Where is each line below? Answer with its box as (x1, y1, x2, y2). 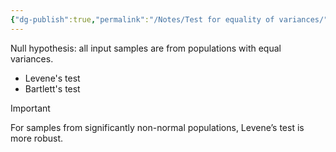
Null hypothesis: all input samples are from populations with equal (10, 42, 282, 54)
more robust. (10, 132, 64, 144)
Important (10, 102, 51, 114)
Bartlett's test (24, 82, 81, 95)
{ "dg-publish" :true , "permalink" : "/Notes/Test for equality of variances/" (10, 14, 329, 25)
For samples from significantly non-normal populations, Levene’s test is (10, 121, 305, 133)
